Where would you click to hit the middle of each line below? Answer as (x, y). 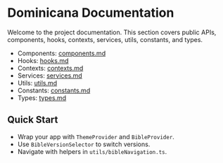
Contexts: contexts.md (50, 68)
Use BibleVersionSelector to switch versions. (84, 144)
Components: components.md (62, 53)
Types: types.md (42, 98)
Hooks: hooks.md (43, 60)
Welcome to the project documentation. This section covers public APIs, (112, 32)
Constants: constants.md (54, 90)
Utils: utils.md (37, 83)
